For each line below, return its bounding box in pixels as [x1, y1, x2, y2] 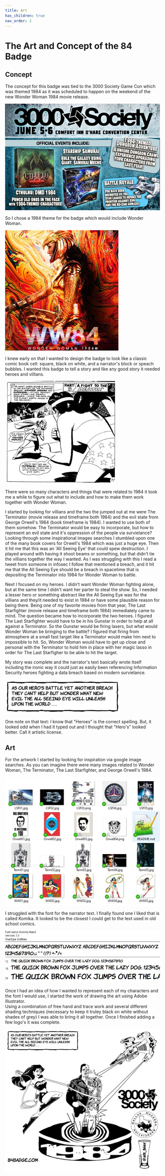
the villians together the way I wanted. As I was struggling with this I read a [5, 556, 157, 562]
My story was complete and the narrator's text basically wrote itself [5, 659, 142, 665]
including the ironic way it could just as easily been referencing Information [5, 665, 157, 670]
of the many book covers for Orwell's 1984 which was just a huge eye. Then [5, 541, 159, 547]
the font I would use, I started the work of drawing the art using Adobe [5, 993, 147, 999]
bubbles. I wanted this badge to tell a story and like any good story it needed [5, 366, 160, 372]
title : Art [5, 8, 27, 13]
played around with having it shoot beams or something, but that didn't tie [5, 551, 155, 557]
